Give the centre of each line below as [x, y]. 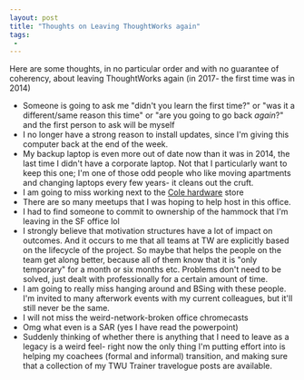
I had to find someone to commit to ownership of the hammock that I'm [155, 212]
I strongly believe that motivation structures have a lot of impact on [147, 231]
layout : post [34, 18]
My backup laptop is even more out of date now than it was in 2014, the [156, 154]
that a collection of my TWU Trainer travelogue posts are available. [147, 366]
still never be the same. [66, 308]
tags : [20, 34]
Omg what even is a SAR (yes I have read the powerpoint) [130, 327]
